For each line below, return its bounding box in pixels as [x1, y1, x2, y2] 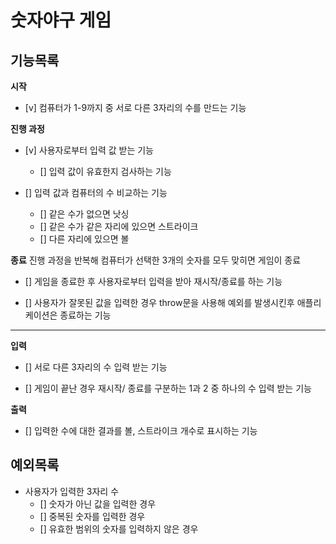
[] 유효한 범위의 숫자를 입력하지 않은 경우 [39, 522, 199, 535]
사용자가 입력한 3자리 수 [24, 485, 120, 497]
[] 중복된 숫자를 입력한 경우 [39, 510, 146, 522]
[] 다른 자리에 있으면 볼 [39, 233, 130, 245]
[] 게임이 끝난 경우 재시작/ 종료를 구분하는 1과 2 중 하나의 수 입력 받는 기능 [24, 382, 312, 394]
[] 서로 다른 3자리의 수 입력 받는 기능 [24, 361, 168, 373]
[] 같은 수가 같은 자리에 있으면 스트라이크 [39, 221, 199, 232]
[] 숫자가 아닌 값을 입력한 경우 [39, 497, 157, 510]
